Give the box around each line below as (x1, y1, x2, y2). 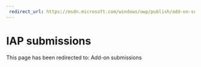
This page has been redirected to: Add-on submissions (6, 54, 142, 61)
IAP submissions (6, 34, 92, 47)
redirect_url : (8, 8, 44, 15)
